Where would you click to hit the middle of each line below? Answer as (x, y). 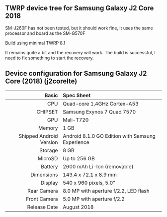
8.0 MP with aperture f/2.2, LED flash (106, 191)
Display (49, 183)
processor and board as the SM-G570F (45, 33)
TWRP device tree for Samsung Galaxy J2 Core (80, 8)
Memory (48, 128)
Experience (76, 142)
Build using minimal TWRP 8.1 (35, 43)
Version (49, 142)
